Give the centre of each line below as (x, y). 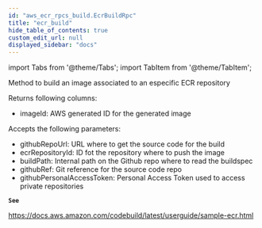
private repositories (52, 186)
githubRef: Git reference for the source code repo (101, 169)
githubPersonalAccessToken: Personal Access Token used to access (132, 178)
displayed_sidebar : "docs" (53, 45)
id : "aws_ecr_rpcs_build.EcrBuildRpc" (72, 15)
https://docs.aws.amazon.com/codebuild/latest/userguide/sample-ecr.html (131, 215)
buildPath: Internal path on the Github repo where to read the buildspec (136, 161)
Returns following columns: (53, 98)
